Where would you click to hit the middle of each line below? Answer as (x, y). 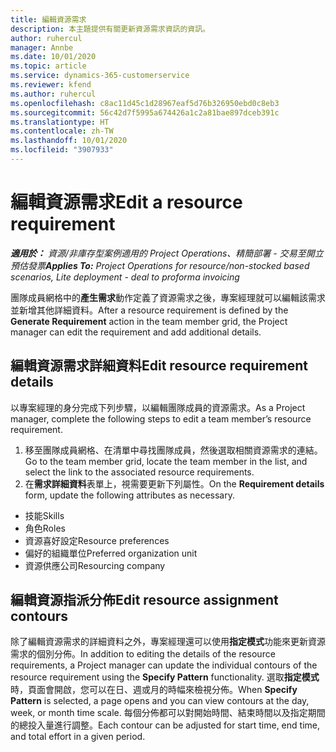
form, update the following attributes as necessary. (130, 495)
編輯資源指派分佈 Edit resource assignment (144, 600)
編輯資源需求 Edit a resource (126, 202)
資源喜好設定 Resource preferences (97, 540)
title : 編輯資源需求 (48, 19)
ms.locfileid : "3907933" (62, 150)
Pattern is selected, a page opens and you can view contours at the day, (160, 701)
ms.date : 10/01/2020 (53, 57)
